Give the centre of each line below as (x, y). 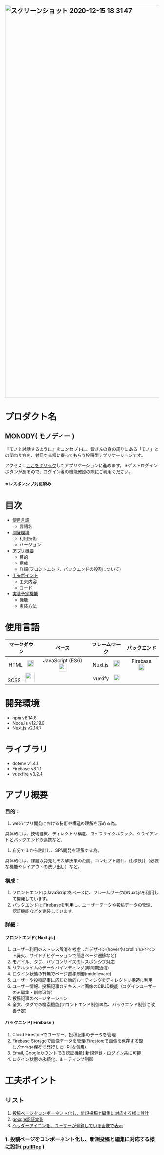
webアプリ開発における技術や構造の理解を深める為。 (66, 823)
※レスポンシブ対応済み (28, 483)
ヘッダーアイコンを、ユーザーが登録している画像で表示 (67, 1125)
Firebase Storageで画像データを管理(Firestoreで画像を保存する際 (77, 1041)
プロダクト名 (31, 416)
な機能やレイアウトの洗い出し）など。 (43, 867)
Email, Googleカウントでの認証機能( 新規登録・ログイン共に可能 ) (78, 1053)
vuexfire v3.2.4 (27, 774)
